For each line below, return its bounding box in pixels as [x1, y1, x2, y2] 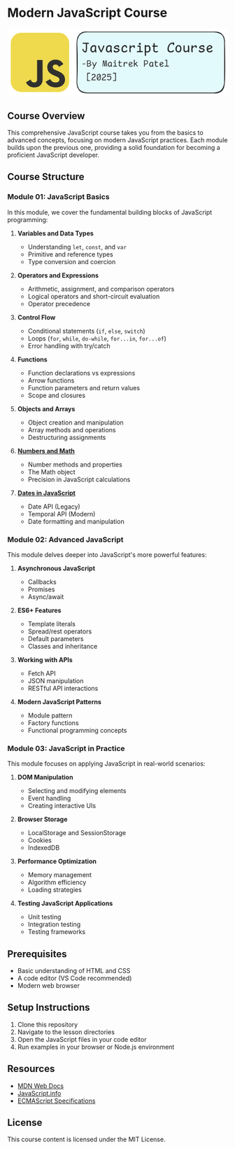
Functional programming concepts [27, 726, 127, 734]
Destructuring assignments [27, 433, 106, 441]
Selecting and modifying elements [27, 787, 127, 795]
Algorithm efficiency [27, 878, 87, 887]
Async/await [27, 592, 64, 600]
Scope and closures [27, 391, 86, 399]
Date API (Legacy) [27, 502, 80, 511]
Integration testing [27, 920, 81, 929]
